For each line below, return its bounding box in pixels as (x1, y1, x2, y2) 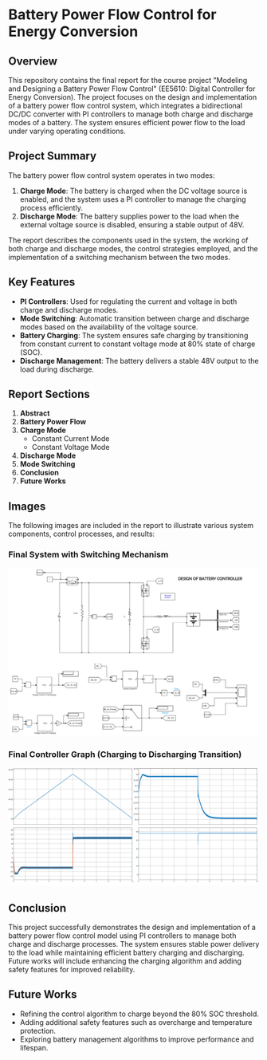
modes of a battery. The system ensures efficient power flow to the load (8, 118, 245, 127)
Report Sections (8, 388, 90, 401)
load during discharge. (19, 364, 94, 374)
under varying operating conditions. (8, 126, 126, 136)
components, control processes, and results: (8, 529, 155, 539)
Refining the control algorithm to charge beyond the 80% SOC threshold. (19, 1009, 259, 1019)
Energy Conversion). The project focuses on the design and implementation (8, 93, 257, 101)
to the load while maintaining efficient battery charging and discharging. (8, 948, 245, 958)
